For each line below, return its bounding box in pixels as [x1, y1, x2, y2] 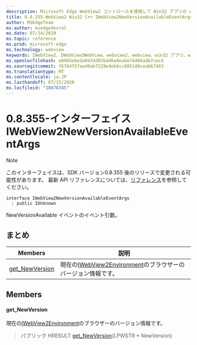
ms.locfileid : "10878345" [6, 85, 69, 91]
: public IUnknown [11, 200, 57, 206]
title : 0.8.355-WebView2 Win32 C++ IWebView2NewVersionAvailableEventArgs [6, 14, 193, 20]
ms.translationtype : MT [6, 69, 64, 75]
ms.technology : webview [6, 47, 64, 53]
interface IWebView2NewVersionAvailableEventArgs [6, 195, 130, 201]
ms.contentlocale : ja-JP [6, 74, 67, 80]
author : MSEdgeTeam [6, 19, 54, 25]
